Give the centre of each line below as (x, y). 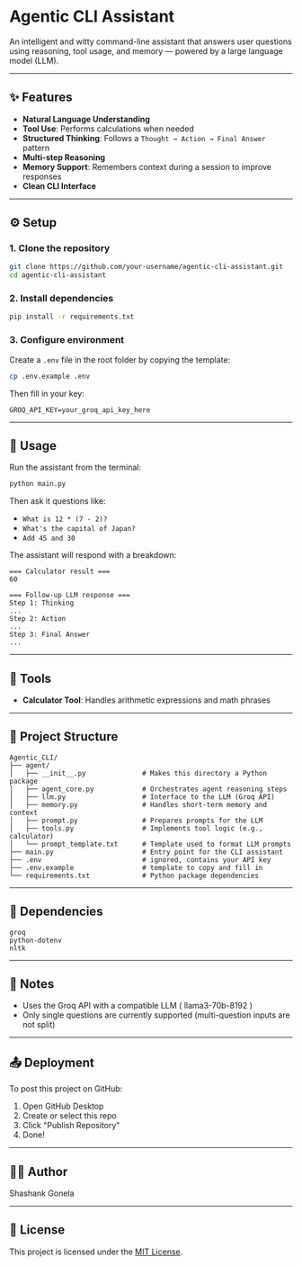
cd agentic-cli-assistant (58, 275)
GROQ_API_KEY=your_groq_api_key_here (80, 410)
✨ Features (41, 98)
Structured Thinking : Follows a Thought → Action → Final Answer (144, 138)
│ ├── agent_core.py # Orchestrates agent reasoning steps (148, 789)
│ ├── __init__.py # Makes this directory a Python (138, 773)
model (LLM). (34, 60)
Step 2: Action (38, 619)
